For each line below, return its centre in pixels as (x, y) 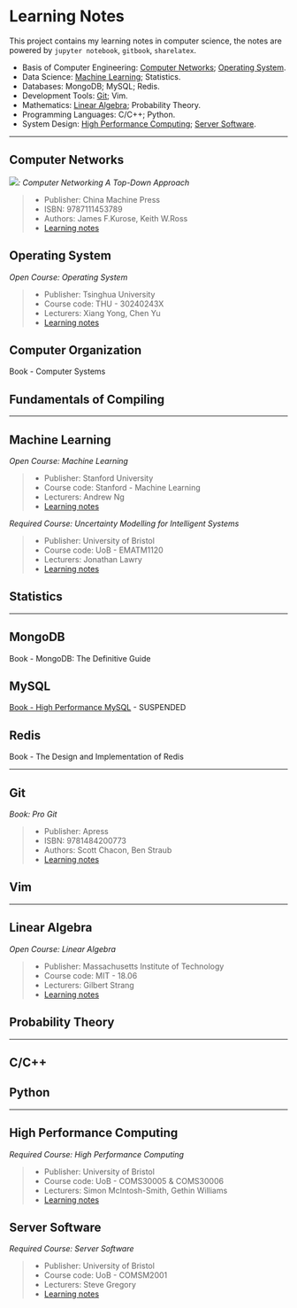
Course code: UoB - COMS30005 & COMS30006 (133, 1180)
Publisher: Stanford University (99, 478)
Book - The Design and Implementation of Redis (96, 757)
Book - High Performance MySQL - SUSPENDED (98, 708)
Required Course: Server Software (72, 1249)
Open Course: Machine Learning (69, 461)
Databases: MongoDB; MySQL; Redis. (91, 86)
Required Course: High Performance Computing (96, 1154)
